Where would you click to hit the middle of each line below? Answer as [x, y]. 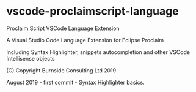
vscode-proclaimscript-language [93, 11]
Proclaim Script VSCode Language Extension [63, 28]
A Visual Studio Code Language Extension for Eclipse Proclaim [85, 40]
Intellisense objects [31, 58]
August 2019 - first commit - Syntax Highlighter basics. [75, 82]
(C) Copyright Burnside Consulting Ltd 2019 [61, 70]
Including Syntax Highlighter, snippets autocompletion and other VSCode [98, 52]
